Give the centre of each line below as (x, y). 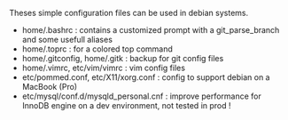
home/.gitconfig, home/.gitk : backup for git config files (123, 58)
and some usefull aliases (67, 40)
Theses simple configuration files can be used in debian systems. (129, 13)
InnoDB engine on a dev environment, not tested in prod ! (127, 105)
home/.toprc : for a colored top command (97, 49)
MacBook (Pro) (50, 87)
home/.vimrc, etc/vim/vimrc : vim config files (104, 68)
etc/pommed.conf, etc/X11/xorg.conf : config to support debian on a (146, 77)
